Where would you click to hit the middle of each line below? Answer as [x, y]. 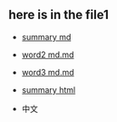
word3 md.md [48, 72]
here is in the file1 [59, 15]
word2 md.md [48, 55]
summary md [46, 36]
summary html [49, 89]
